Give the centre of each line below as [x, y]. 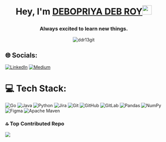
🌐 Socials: [21, 55]
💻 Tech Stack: [36, 88]
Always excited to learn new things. [84, 29]
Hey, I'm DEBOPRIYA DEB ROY [79, 12]
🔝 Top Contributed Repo [35, 124]
